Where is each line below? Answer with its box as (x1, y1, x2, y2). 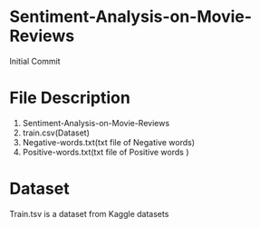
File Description (9, 88, 131, 108)
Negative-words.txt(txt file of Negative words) (22, 136, 196, 147)
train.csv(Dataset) (22, 127, 91, 138)
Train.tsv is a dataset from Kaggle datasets (9, 208, 169, 219)
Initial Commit (9, 55, 61, 66)
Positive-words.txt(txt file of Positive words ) (22, 146, 189, 157)
